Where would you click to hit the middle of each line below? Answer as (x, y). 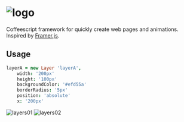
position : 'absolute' (44, 96)
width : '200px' (36, 73)
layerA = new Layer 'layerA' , (44, 68)
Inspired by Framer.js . (33, 35)
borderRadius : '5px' (42, 90)
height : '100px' (37, 79)
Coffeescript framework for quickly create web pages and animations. (92, 29)
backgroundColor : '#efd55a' (52, 85)
